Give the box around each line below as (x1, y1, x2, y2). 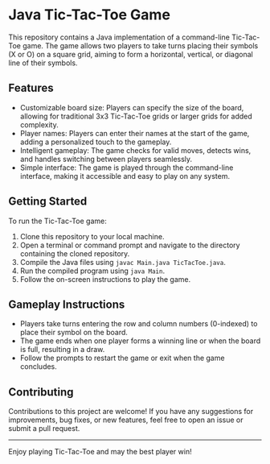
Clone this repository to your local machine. (19, 231, 165, 241)
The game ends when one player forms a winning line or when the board (19, 336, 261, 346)
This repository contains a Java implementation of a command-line (8, 32, 231, 42)
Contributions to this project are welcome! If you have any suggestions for (8, 407, 254, 416)
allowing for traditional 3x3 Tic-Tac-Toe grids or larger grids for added (19, 111, 253, 121)
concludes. (19, 362, 58, 371)
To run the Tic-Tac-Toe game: (8, 216, 107, 226)
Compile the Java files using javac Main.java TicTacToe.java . (19, 257, 227, 267)
